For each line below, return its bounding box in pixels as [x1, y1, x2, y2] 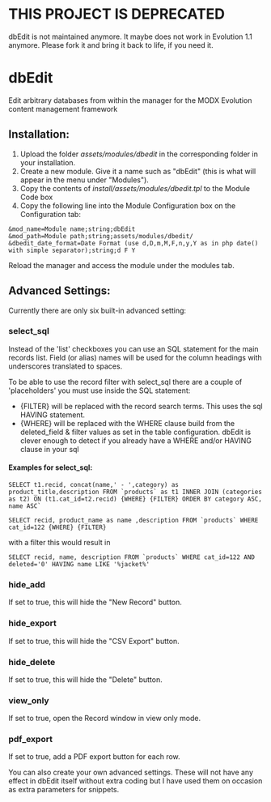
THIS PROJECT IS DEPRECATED [8, 5, 225, 23]
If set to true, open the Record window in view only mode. [8, 714, 201, 723]
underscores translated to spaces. [8, 361, 123, 371]
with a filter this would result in [8, 538, 111, 547]
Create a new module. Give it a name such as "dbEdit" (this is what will [19, 166, 256, 176]
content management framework [8, 104, 118, 113]
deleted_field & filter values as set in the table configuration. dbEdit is [19, 427, 252, 437]
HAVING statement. [19, 410, 86, 420]
